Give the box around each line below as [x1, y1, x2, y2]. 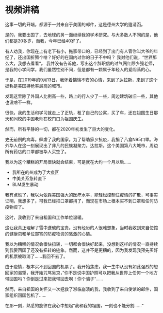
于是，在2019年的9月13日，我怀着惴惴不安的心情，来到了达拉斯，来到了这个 [5, 76, 158, 83]
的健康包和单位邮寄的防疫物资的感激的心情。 [5, 231, 95, 237]
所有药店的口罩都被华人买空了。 [5, 148, 69, 154]
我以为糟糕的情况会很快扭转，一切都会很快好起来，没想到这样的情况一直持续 [5, 241, 158, 247]
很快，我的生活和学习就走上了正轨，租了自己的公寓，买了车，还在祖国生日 [5, 110, 154, 115]
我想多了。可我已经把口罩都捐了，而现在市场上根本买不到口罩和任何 [17, 198, 154, 203]
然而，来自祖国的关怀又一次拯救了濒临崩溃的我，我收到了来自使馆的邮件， [5, 286, 154, 292]
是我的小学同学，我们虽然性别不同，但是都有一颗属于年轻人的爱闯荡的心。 [5, 66, 154, 72]
